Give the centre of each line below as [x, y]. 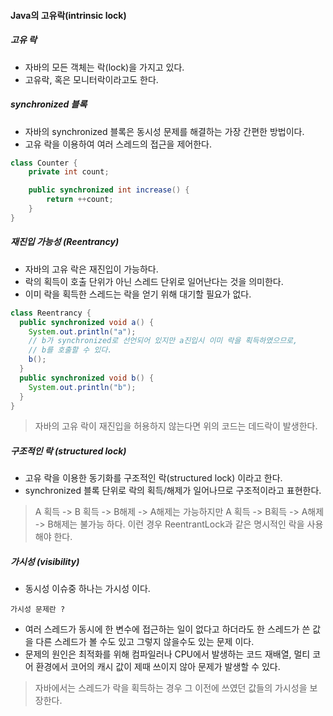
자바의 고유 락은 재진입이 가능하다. [91, 269]
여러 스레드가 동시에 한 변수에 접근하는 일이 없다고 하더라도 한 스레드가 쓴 [167, 629]
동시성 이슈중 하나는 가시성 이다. [87, 589]
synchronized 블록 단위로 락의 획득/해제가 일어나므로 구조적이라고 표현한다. [173, 491]
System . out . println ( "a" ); [82, 331]
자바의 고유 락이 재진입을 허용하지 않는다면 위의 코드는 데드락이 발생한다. [176, 426]
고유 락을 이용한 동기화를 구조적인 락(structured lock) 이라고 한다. [153, 478]
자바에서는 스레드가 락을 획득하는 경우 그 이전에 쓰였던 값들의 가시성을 [171, 688]
